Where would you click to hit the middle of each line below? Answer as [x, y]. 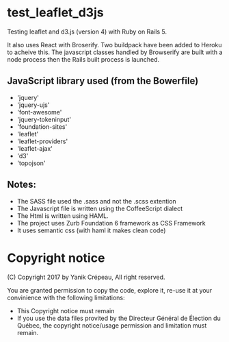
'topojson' [31, 163]
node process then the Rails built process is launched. [83, 59]
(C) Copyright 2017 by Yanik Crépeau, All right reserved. [86, 277]
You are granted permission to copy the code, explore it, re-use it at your [110, 290]
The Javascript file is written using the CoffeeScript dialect [100, 208]
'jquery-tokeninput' [44, 119]
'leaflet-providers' [42, 141]
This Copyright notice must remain [66, 310]
